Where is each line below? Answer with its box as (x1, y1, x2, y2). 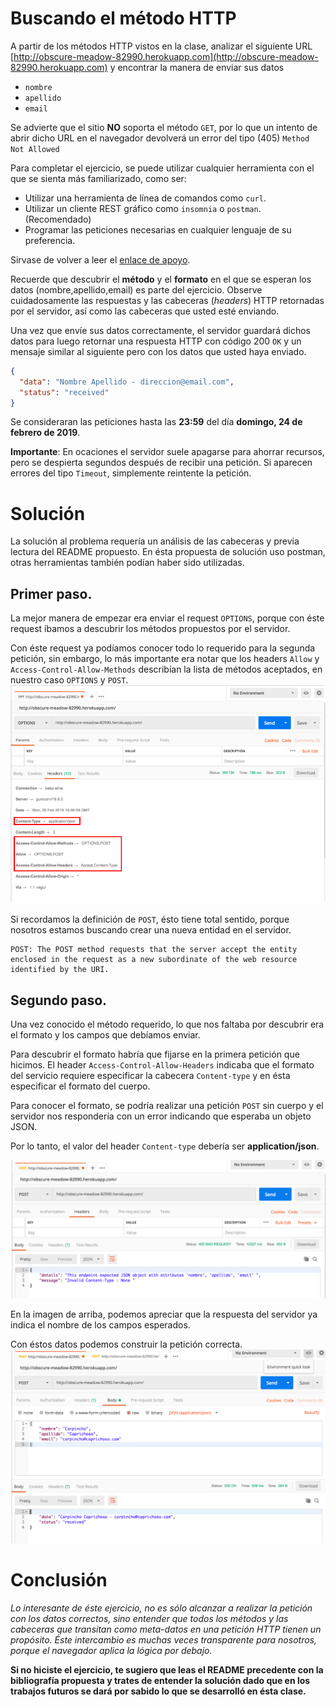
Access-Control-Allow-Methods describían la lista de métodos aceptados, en (10, 663, 323, 676)
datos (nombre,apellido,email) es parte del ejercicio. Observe (10, 283, 263, 296)
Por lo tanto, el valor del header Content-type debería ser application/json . (10, 1140, 320, 1152)
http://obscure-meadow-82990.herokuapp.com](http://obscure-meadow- (13, 50, 319, 62)
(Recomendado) (24, 213, 92, 225)
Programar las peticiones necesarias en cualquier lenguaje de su (24, 223, 292, 236)
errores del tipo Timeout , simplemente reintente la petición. (10, 467, 252, 479)
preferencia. (24, 234, 76, 246)
